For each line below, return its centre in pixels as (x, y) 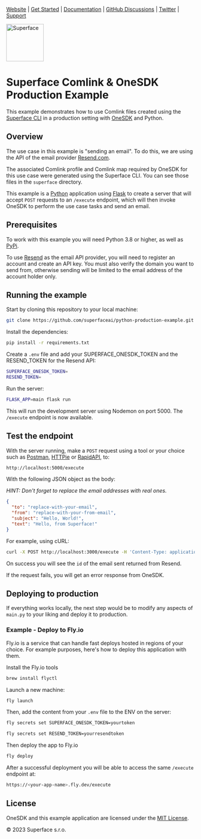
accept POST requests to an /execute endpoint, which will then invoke (91, 200)
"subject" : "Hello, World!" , (48, 518)
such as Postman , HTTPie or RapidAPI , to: (58, 457)
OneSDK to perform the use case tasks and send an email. (78, 206)
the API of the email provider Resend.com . (58, 157)
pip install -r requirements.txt (48, 343)
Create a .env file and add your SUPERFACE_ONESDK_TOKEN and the (92, 354)
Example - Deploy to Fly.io (45, 630)
